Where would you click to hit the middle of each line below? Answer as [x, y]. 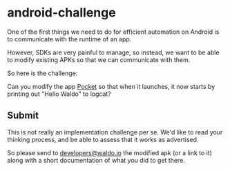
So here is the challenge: [42, 73]
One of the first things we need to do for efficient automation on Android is [113, 32]
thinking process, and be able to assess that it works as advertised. [103, 139]
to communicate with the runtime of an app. [69, 39]
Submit [23, 115]
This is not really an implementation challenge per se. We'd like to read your [115, 132]
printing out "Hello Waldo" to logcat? [59, 94]
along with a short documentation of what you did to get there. [96, 160]
